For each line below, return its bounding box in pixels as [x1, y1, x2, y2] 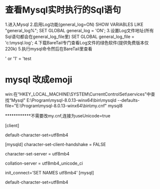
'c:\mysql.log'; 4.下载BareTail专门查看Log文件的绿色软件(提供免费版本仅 [5, 39, 149, 45]
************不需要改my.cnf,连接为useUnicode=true [5, 113, 111, 118]
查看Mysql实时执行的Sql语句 [5, 4, 121, 16]
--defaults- [117, 97, 140, 103]
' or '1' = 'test [5, 56, 32, 61]
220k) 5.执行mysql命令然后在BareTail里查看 [5, 46, 93, 52]
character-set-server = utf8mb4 [5, 151, 70, 156]
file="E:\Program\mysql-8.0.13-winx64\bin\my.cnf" [5, 103, 107, 109]
